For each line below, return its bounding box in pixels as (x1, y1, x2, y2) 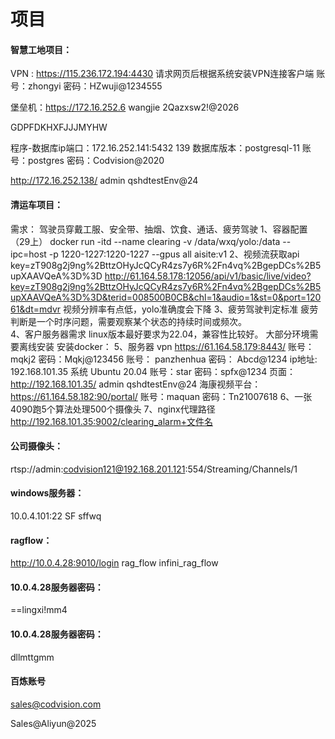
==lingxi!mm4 (10, 604, 68, 616)
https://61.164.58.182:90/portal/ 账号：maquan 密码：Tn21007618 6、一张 (10, 390, 313, 402)
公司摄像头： (10, 440, 63, 452)
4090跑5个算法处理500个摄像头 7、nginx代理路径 (10, 403, 216, 415)
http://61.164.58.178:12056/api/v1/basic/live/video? (104, 270, 312, 282)
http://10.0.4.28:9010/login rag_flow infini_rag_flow (10, 557, 219, 569)
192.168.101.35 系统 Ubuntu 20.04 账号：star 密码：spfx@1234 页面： (10, 365, 297, 377)
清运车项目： (10, 198, 63, 210)
